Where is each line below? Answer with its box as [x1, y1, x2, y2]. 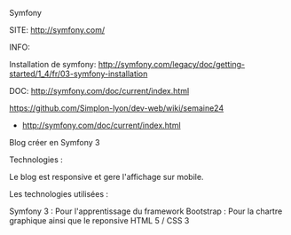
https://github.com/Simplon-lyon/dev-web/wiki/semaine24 [9, 103, 224, 114]
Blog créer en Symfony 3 [9, 137, 100, 147]
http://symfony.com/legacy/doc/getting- [98, 59, 246, 69]
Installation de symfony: [9, 59, 97, 69]
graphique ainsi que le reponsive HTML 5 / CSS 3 [9, 215, 190, 225]
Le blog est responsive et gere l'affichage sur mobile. [9, 172, 204, 182]
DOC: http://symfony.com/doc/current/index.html [9, 86, 190, 96]
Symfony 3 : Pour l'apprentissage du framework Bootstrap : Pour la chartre [9, 206, 283, 216]
